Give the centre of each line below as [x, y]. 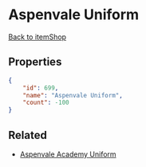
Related [28, 135]
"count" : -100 [46, 103]
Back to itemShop [37, 37]
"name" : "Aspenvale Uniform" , [73, 95]
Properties [35, 62]
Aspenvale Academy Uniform [68, 154]
